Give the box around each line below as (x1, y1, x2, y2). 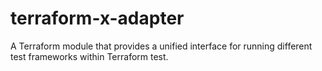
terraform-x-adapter (10, 7, 185, 30)
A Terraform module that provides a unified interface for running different (10, 40, 313, 52)
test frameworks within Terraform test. (10, 50, 169, 62)
